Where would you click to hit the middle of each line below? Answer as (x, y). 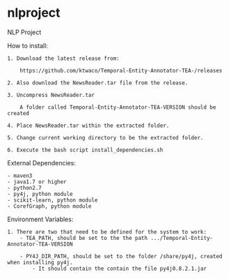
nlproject (34, 13)
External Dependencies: (42, 163)
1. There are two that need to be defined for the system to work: (107, 232)
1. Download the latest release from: (63, 58)
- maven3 (20, 176)
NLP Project (24, 32)
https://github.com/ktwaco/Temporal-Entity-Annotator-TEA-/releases (121, 70)
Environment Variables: (40, 219)
